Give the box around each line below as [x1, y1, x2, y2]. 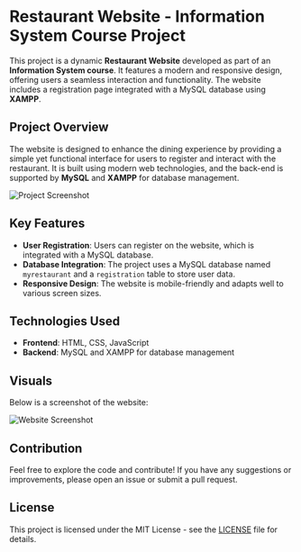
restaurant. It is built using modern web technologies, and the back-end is [9, 162, 284, 173]
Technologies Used [9, 313, 120, 329]
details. [9, 533, 37, 544]
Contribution [9, 440, 83, 456]
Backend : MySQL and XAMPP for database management [22, 347, 235, 357]
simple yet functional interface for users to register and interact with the [9, 153, 277, 164]
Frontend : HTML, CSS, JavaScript [22, 338, 150, 348]
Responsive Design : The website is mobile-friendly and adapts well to [22, 277, 284, 289]
